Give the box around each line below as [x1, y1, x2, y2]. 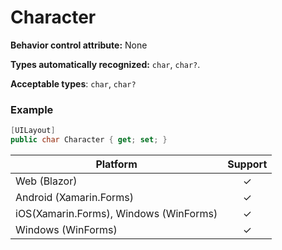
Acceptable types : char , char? [10, 77, 137, 90]
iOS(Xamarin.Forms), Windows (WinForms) [15, 206, 218, 220]
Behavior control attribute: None [10, 39, 148, 51]
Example [10, 102, 54, 116]
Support [227, 157, 268, 171]
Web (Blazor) [15, 174, 78, 188]
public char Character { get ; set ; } [10, 135, 168, 145]
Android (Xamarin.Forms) [15, 190, 135, 204]
